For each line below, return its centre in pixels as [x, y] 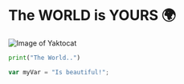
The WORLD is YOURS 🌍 [92, 16]
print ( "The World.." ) [45, 58]
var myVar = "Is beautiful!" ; [59, 72]
